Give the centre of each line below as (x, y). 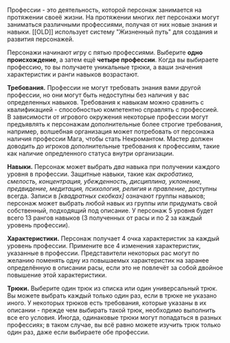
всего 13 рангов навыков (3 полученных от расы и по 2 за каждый (105, 218)
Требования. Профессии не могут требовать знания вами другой (104, 88)
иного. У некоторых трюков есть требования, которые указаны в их (107, 303)
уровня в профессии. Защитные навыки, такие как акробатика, (101, 174)
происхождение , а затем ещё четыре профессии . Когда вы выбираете (113, 60)
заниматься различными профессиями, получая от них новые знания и (112, 24)
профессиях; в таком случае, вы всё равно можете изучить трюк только (114, 325)
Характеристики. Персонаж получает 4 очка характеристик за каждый (113, 239)
